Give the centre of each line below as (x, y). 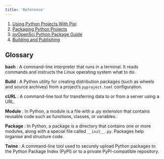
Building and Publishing (36, 40)
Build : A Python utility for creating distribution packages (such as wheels (80, 81)
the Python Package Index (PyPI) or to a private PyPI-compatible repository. (82, 152)
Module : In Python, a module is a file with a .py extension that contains (78, 111)
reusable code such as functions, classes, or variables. (61, 117)
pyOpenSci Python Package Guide (47, 34)
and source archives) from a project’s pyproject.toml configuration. (74, 87)
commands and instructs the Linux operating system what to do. (70, 72)
